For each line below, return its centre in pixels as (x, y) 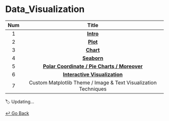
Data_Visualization (45, 9)
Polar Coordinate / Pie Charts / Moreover (93, 66)
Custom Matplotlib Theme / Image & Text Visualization (93, 82)
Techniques (93, 89)
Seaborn (93, 58)
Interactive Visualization (93, 74)
